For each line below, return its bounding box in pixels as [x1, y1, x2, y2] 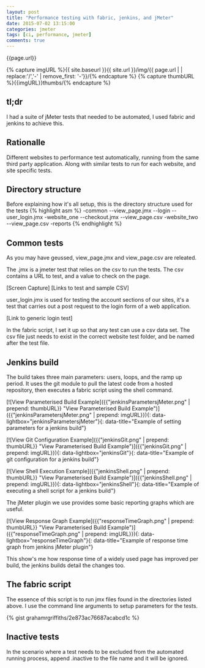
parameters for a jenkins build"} [6, 424, 87, 432]
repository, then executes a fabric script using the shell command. [6, 386, 173, 394]
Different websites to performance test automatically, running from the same [6, 154, 199, 161]
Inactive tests [6, 632, 59, 642]
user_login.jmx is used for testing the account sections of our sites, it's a [6, 296, 189, 304]
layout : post [6, 9, 40, 15]
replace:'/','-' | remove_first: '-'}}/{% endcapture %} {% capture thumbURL [6, 73, 195, 80]
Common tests [6, 238, 64, 248]
